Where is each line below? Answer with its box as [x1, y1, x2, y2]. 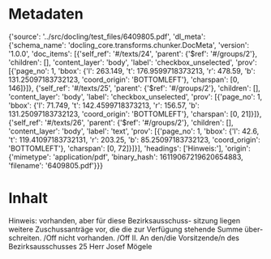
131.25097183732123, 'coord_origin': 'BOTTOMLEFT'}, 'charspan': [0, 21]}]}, [8, 108, 262, 118]
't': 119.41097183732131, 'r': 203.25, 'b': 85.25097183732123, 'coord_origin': [8, 134, 261, 144]
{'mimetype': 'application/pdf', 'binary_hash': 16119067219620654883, [8, 151, 243, 162]
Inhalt [8, 189, 49, 207]
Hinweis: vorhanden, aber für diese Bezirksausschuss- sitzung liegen [8, 215, 241, 225]
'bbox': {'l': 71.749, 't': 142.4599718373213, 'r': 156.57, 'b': [8, 100, 200, 110]
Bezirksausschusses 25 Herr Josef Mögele [8, 241, 153, 251]
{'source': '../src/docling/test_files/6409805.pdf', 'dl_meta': [8, 32, 206, 41]
